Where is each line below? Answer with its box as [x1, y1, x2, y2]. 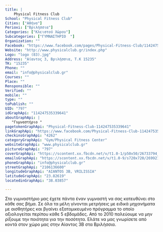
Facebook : [5, 43, 25, 48]
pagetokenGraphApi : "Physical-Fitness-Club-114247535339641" [5, 124, 131, 129]
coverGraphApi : [5, 151, 36, 156]
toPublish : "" [5, 102, 34, 107]
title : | [5, 7, 23, 12]
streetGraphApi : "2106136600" [5, 165, 66, 170]
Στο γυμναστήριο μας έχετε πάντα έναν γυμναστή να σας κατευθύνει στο [5, 196, 155, 201]
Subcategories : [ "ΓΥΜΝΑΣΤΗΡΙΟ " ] [5, 34, 75, 39]
